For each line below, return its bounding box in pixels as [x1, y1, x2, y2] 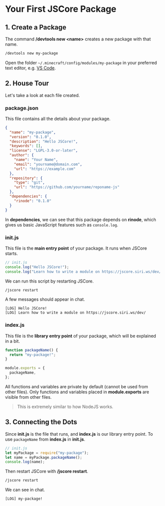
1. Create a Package [5, 23, 67, 32]
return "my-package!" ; [9, 352, 56, 357]
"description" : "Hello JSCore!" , [9, 139, 78, 144]
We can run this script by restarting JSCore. [5, 278, 94, 284]
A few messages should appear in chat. [5, 296, 85, 302]
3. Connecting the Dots [5, 418, 78, 426]
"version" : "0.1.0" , [9, 134, 52, 139]
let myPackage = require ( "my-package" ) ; [5, 450, 89, 455]
